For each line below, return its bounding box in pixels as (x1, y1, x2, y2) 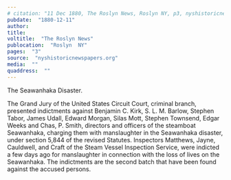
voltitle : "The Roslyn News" (7, 36, 94, 42)
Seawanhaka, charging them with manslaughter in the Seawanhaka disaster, (7, 128, 223, 137)
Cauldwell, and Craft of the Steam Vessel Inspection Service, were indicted (7, 143, 220, 151)
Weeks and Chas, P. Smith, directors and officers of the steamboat (7, 121, 196, 129)
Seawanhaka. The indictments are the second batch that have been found (7, 157, 217, 166)
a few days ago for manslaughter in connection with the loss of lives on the (7, 150, 220, 158)
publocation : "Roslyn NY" (7, 42, 88, 49)
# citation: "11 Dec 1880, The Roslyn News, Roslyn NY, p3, (7, 10, 184, 17)
